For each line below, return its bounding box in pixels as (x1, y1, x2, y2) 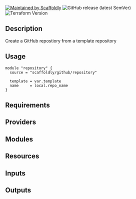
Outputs (5, 185, 31, 194)
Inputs (5, 169, 26, 177)
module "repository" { (5, 65, 52, 70)
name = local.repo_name (9, 83, 68, 88)
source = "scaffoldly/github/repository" (9, 70, 97, 75)
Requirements (5, 101, 50, 109)
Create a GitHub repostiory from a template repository (5, 37, 116, 43)
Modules (5, 135, 33, 143)
